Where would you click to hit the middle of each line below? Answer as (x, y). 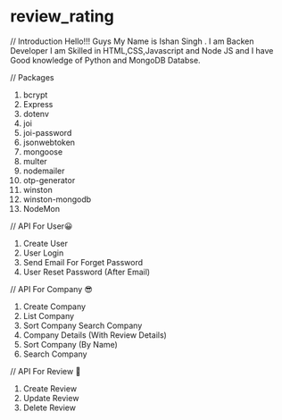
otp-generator (49, 180)
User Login (43, 253)
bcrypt (35, 95)
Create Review (50, 388)
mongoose (43, 151)
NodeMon (41, 208)
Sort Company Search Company (83, 325)
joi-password (47, 132)
